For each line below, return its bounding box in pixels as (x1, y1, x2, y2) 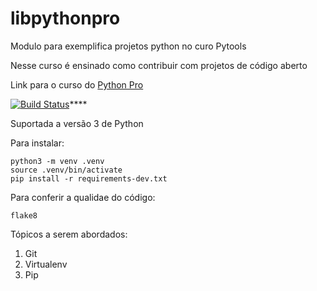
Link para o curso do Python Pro (10, 78, 144, 91)
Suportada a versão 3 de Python (10, 117, 144, 129)
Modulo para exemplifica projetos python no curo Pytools (10, 40, 247, 52)
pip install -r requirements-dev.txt (10, 173, 168, 184)
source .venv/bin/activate (10, 165, 123, 175)
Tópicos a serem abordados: (10, 228, 128, 240)
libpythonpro (10, 7, 121, 30)
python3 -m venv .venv (10, 156, 105, 166)
